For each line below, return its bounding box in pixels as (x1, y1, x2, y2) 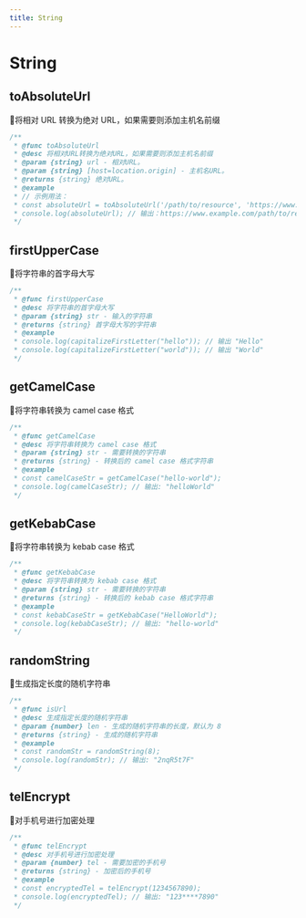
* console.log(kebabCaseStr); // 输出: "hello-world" (13, 619, 219, 628)
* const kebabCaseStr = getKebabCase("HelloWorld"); (13, 610, 219, 620)
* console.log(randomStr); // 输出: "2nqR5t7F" (13, 756, 195, 765)
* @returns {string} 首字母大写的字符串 (13, 320, 157, 329)
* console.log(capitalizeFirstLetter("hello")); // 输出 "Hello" (13, 337, 264, 347)
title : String (9, 13, 64, 23)
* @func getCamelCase (13, 431, 96, 441)
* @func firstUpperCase (13, 294, 104, 304)
